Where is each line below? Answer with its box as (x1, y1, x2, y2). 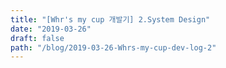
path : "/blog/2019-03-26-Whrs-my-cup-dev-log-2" (10, 42, 217, 53)
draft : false (10, 33, 65, 43)
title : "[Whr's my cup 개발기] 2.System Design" (10, 14, 211, 25)
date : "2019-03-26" (10, 24, 92, 34)
